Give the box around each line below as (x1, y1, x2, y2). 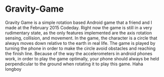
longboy (5, 66, 22, 72)
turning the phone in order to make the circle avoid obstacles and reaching (5, 45, 156, 51)
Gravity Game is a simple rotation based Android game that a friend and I (5, 19, 152, 25)
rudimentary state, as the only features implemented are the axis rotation (5, 30, 152, 36)
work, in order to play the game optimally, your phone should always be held (5, 56, 159, 61)
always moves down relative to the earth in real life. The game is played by (5, 40, 156, 46)
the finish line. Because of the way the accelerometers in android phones (5, 50, 153, 57)
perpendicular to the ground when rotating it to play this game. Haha (5, 61, 143, 67)
